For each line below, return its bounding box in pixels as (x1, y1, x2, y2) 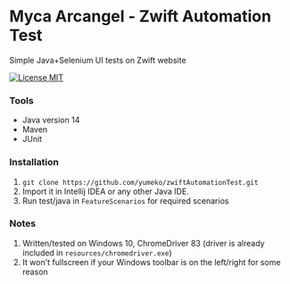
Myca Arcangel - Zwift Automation (9, 6, 272, 27)
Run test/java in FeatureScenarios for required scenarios (21, 195, 229, 206)
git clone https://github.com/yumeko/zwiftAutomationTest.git (21, 178, 259, 187)
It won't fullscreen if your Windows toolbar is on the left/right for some (21, 256, 281, 267)
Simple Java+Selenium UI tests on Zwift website (9, 54, 186, 65)
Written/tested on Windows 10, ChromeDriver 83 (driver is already (21, 238, 265, 248)
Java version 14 (21, 114, 80, 126)
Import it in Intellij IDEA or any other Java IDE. (21, 186, 189, 196)
